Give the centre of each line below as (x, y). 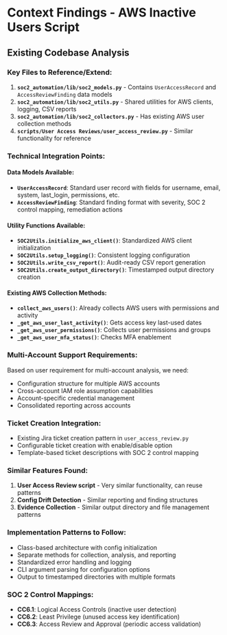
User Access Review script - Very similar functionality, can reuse (110, 485)
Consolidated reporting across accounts (74, 405)
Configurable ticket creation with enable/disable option (95, 445)
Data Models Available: (40, 172)
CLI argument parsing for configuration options (84, 569)
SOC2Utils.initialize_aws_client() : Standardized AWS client (104, 241)
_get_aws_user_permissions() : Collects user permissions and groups (114, 330)
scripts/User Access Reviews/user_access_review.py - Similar (105, 131)
